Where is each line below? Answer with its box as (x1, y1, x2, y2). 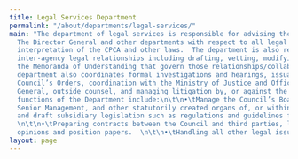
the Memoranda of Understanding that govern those (17, 63, 208, 72)
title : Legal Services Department (9, 12, 137, 22)
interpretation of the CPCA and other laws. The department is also (17, 46, 279, 55)
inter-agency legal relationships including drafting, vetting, (17, 54, 260, 63)
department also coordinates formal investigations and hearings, (17, 71, 268, 79)
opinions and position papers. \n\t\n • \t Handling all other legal (17, 128, 272, 137)
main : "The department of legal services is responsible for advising (9, 29, 276, 38)
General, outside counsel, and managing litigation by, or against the (17, 87, 288, 95)
